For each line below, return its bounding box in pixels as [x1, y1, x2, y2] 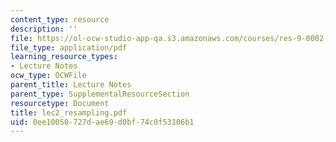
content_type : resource [10, 14, 110, 25]
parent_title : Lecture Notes [10, 80, 132, 90]
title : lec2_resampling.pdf [10, 107, 128, 118]
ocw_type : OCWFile [10, 71, 87, 81]
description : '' [10, 24, 78, 34]
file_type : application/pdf [10, 42, 128, 53]
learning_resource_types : [10, 52, 118, 62]
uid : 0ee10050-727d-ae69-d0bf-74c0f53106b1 [10, 117, 195, 127]
